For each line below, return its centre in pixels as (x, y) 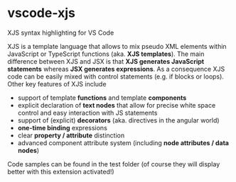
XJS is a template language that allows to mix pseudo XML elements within (117, 46)
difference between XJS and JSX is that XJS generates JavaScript (106, 61)
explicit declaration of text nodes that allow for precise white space (117, 105)
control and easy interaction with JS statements (87, 113)
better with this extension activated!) (61, 171)
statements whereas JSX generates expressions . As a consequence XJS (116, 69)
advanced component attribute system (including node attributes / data (123, 142)
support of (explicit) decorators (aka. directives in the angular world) (118, 120)
